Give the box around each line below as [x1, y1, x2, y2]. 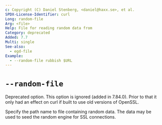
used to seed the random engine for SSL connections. [5, 114, 116, 120]
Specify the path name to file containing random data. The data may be [5, 109, 152, 115]
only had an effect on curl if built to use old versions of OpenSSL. [5, 99, 140, 105]
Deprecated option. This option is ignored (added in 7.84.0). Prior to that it [5, 94, 157, 100]
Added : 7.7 [5, 35, 28, 40]
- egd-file [9, 49, 32, 54]
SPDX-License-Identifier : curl [5, 12, 70, 17]
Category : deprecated [5, 30, 50, 35]
